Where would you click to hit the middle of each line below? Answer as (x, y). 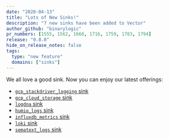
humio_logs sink (34, 110)
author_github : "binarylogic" (44, 29)
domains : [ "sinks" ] (36, 62)
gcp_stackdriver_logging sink (52, 91)
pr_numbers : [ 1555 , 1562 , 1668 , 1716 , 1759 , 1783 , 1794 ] (79, 34)
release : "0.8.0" (28, 40)
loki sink (26, 123)
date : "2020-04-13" (31, 12)
